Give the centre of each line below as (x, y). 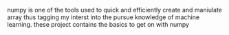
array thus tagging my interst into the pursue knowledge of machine (103, 17)
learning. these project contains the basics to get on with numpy (98, 24)
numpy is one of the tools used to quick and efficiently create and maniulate (115, 10)
